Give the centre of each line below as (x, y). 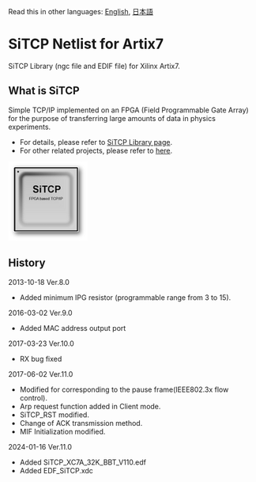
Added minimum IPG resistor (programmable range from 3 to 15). (125, 297)
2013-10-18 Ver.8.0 (39, 282)
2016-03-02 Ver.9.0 (40, 313)
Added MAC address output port (73, 328)
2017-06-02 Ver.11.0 (41, 374)
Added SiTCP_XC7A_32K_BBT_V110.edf (83, 462)
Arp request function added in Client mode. (90, 406)
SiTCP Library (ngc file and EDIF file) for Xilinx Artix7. (94, 66)
